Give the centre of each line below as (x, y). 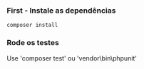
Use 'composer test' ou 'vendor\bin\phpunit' (72, 58)
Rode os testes (33, 43)
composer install (32, 25)
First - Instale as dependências (61, 11)
